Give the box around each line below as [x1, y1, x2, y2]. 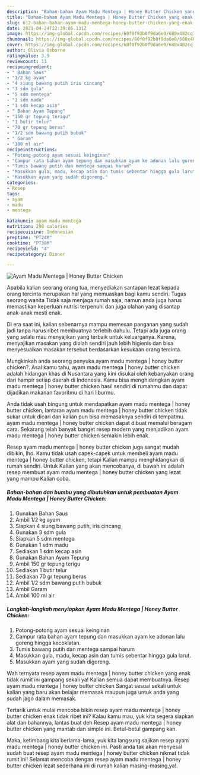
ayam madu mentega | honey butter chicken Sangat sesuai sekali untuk [7, 682, 182, 690]
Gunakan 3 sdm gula [15, 529, 66, 536]
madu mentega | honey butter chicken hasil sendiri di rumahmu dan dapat [7, 383, 188, 390]
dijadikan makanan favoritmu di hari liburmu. [7, 389, 115, 396]
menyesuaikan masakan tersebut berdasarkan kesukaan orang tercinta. [7, 346, 182, 353]
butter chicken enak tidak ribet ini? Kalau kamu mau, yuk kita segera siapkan [7, 713, 194, 720]
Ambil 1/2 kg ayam [15, 516, 61, 523]
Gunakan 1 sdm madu [15, 541, 69, 549]
